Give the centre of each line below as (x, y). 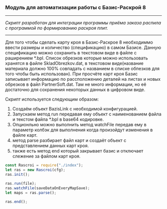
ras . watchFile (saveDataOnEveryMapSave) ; (48, 188)
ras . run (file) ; (21, 183)
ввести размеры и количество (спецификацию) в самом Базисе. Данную (83, 48)
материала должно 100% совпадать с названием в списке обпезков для (83, 69)
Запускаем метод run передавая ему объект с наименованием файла (87, 114)
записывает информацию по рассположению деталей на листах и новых (83, 79)
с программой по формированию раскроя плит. (57, 28)
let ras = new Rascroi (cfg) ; (35, 170)
